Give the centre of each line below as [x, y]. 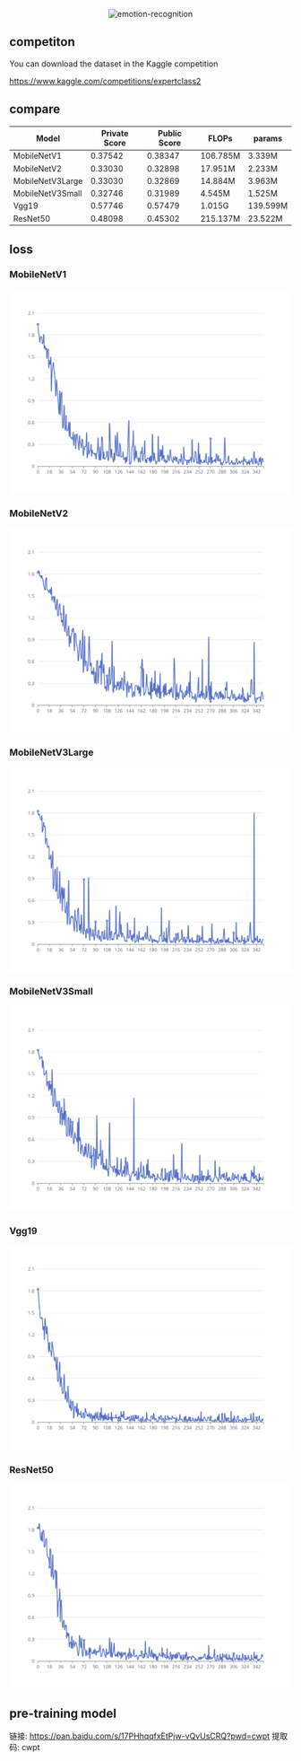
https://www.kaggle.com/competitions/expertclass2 [105, 81]
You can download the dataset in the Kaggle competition [114, 64]
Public [170, 134]
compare [35, 109]
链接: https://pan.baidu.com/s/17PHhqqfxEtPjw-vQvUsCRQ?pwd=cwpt [140, 1736]
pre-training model [63, 1713]
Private [115, 134]
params [268, 138]
